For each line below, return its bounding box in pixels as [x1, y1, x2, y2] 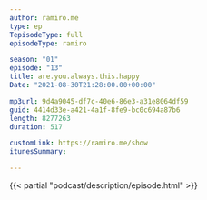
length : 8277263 [9, 114, 71, 123]
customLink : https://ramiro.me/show [9, 138, 148, 148]
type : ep [9, 22, 43, 31]
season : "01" [9, 55, 59, 65]
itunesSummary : [9, 147, 67, 156]
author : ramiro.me [9, 13, 79, 23]
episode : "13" [9, 64, 64, 73]
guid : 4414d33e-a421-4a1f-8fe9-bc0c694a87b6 [9, 105, 181, 115]
